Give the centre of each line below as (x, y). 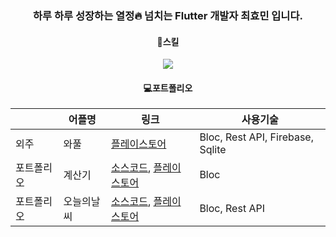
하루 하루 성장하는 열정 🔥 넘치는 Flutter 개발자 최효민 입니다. (168, 15)
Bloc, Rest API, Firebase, (256, 137)
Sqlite (213, 150)
